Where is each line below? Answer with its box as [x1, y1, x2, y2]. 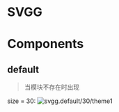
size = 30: [7, 97, 36, 105]
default [7, 63, 40, 75]
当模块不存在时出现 [24, 83, 80, 91]
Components [7, 36, 84, 52]
